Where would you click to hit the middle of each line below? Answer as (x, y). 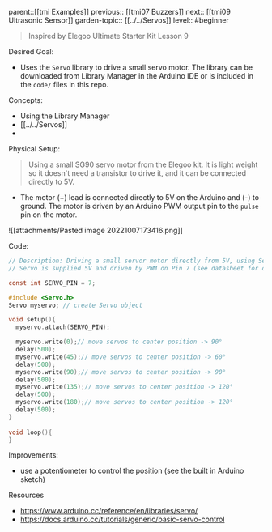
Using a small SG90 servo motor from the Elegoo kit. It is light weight (143, 164)
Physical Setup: (34, 149)
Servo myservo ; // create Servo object (76, 305)
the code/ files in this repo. (64, 85)
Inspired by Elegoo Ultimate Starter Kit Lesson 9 (108, 36)
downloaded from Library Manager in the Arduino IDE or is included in (136, 76)
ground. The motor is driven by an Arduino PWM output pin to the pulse (139, 206)
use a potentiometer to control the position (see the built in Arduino (132, 471)
